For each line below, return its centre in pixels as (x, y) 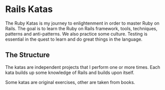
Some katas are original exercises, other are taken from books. (70, 82)
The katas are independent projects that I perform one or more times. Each (83, 67)
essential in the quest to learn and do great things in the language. (74, 39)
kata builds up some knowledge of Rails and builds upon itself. (70, 72)
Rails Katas (29, 9)
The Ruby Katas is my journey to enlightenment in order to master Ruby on (82, 23)
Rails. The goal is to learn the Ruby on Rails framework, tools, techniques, (81, 28)
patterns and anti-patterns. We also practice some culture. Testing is (76, 34)
